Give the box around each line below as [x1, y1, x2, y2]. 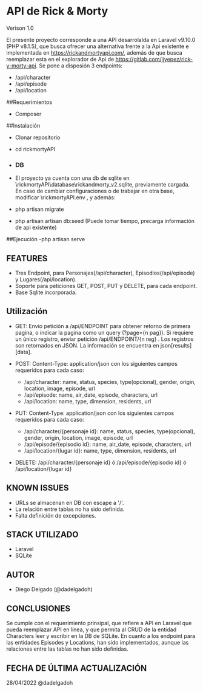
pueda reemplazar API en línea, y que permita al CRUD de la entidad [6, 626, 177, 633]
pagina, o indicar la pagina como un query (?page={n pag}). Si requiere [15, 329, 194, 336]
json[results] [160, 341, 192, 349]
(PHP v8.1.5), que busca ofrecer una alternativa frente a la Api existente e [6, 43, 189, 50]
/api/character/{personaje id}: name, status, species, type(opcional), [24, 427, 196, 435]
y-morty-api [6, 62, 36, 69]
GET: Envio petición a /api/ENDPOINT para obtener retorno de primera [15, 322, 191, 329]
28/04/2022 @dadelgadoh [6, 679, 73, 686]
